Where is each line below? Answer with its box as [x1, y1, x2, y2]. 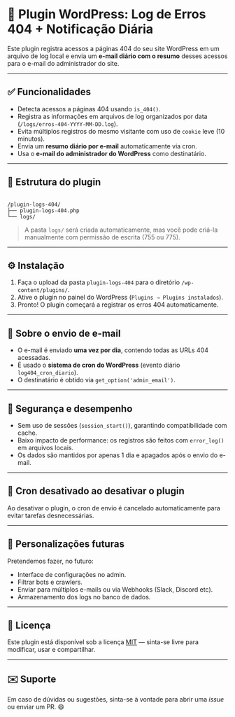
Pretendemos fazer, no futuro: [7, 557, 94, 565]
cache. [17, 429, 38, 437]
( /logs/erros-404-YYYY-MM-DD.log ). [17, 119, 118, 128]
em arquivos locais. [17, 444, 74, 452]
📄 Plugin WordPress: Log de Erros [7, 6, 206, 22]
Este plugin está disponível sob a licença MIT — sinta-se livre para [7, 638, 199, 646]
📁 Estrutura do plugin [7, 176, 101, 188]
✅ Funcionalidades [7, 86, 92, 98]
